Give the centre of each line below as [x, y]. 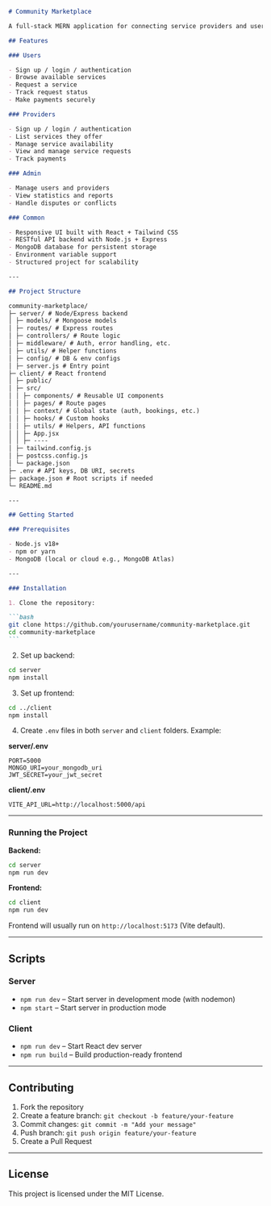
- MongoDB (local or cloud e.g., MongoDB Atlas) [92, 559]
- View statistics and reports [61, 195]
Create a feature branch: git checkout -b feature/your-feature [127, 1115]
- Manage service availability [61, 144]
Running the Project [48, 833]
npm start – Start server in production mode [93, 1008]
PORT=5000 [25, 761]
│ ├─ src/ [25, 388]
